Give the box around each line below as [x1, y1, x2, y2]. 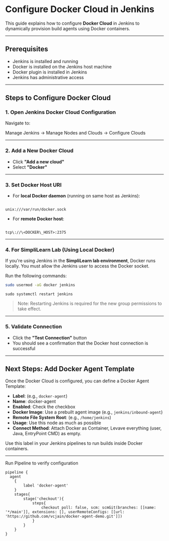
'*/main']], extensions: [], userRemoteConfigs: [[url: [5, 510, 125, 515]
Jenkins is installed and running [12, 58, 78, 64]
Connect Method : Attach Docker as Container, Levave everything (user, [12, 425, 162, 431]
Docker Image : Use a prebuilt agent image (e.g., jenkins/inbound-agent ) [12, 409, 163, 415]
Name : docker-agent [12, 398, 56, 404]
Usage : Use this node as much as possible [12, 420, 102, 426]
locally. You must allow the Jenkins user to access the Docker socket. [5, 263, 150, 269]
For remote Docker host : [12, 216, 64, 222]
